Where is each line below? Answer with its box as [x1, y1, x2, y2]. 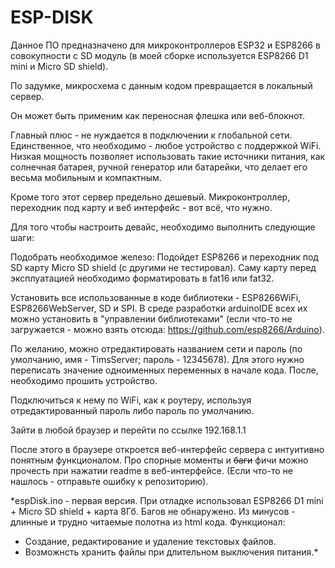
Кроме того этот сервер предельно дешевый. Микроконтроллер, [10, 191, 291, 203]
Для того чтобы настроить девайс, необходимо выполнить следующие [10, 221, 316, 233]
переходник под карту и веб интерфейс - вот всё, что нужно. [10, 201, 273, 213]
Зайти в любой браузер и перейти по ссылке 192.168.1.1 [10, 424, 247, 436]
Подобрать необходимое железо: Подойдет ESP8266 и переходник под [10, 251, 319, 263]
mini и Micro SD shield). [10, 60, 109, 72]
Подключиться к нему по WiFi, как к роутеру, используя [10, 394, 252, 406]
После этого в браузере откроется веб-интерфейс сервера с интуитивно [10, 443, 325, 455]
